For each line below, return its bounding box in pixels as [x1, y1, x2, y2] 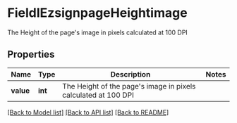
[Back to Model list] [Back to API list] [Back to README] [7, 108, 169, 117]
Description [110, 69, 151, 79]
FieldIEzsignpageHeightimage [7, 5, 188, 21]
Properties [7, 48, 55, 60]
